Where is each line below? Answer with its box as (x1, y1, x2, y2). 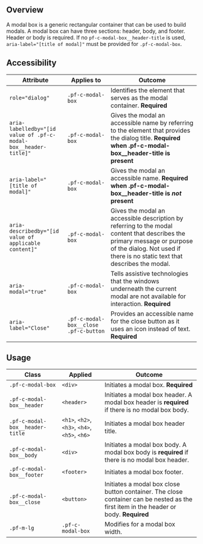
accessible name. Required (111, 174, 188, 182)
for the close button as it (111, 317, 180, 325)
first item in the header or (105, 503, 176, 511)
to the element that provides (111, 126, 190, 134)
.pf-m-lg (9, 525, 34, 532)
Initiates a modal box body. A (105, 440, 187, 449)
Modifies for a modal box (105, 520, 175, 529)
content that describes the (111, 229, 185, 237)
